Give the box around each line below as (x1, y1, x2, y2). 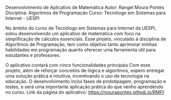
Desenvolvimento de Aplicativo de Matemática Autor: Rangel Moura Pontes (5, 5, 164, 10)
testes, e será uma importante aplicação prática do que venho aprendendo (5, 84, 163, 90)
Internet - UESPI (5, 15, 40, 21)
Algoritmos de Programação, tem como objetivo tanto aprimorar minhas (5, 41, 158, 47)
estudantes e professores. (5, 52, 61, 58)
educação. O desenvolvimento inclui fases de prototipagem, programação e (5, 79, 166, 84)
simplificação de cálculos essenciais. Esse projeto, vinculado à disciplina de (5, 36, 166, 42)
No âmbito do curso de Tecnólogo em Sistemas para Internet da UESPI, (5, 25, 157, 31)
